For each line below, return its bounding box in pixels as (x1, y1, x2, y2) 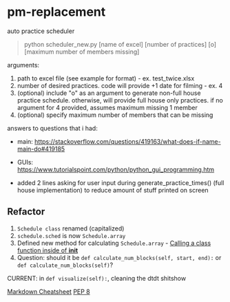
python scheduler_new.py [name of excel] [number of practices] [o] (23, 40, 217, 48)
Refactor (7, 206, 45, 217)
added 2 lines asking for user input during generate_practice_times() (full (17, 178, 224, 186)
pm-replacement (7, 4, 106, 20)
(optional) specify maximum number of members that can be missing (17, 111, 213, 119)
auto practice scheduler (7, 27, 75, 35)
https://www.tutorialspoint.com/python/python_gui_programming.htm (17, 165, 215, 173)
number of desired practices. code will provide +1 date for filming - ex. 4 (17, 81, 223, 89)
